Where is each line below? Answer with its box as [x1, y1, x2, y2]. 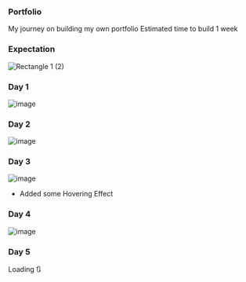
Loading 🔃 [8, 265, 42, 274]
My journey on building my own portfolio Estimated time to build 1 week [8, 24, 238, 34]
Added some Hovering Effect [19, 189, 114, 199]
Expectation [8, 44, 56, 55]
